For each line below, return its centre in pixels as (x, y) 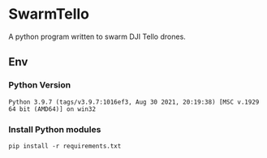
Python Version (40, 85)
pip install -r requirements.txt (65, 146)
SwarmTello (49, 14)
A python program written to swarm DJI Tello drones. (97, 36)
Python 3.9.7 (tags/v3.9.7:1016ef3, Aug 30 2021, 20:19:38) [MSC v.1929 (134, 102)
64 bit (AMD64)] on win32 (52, 109)
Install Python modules (55, 129)
